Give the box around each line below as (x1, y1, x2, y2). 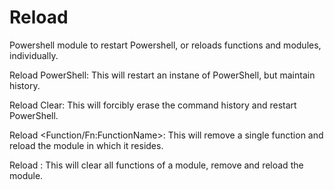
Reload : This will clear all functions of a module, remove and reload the (9, 159, 304, 171)
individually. (9, 49, 59, 61)
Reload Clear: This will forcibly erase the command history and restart (9, 99, 297, 111)
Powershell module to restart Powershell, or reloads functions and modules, (9, 39, 322, 51)
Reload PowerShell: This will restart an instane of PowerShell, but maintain (9, 69, 316, 81)
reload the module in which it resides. (9, 139, 164, 151)
